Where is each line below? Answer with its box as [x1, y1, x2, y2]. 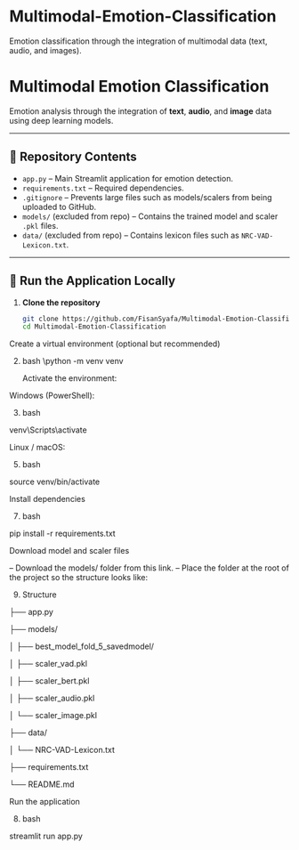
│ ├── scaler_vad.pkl [9, 659, 87, 669]
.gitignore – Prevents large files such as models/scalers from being [21, 191, 272, 202]
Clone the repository [21, 296, 101, 308]
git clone [21, 314, 60, 323]
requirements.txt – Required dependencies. [21, 182, 184, 193]
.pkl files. [21, 220, 59, 231]
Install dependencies [9, 494, 86, 505]
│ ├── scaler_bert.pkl [9, 676, 90, 686]
